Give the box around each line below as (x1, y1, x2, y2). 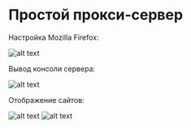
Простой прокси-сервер (8, 6, 184, 24)
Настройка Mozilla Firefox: (8, 32, 99, 42)
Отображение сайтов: (8, 95, 85, 105)
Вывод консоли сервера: (8, 63, 96, 74)
